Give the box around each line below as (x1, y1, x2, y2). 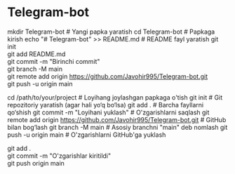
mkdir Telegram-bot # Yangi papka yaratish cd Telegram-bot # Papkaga (7, 27, 215, 36)
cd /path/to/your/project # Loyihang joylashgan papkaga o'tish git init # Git (7, 93, 223, 102)
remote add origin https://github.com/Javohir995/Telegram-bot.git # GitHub (7, 115, 227, 123)
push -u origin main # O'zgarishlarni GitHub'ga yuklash (7, 130, 166, 139)
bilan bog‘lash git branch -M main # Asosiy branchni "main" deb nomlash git (7, 123, 228, 131)
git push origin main (7, 159, 65, 167)
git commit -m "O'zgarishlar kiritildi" (7, 152, 112, 160)
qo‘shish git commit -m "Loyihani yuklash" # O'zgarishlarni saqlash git (7, 108, 210, 116)
